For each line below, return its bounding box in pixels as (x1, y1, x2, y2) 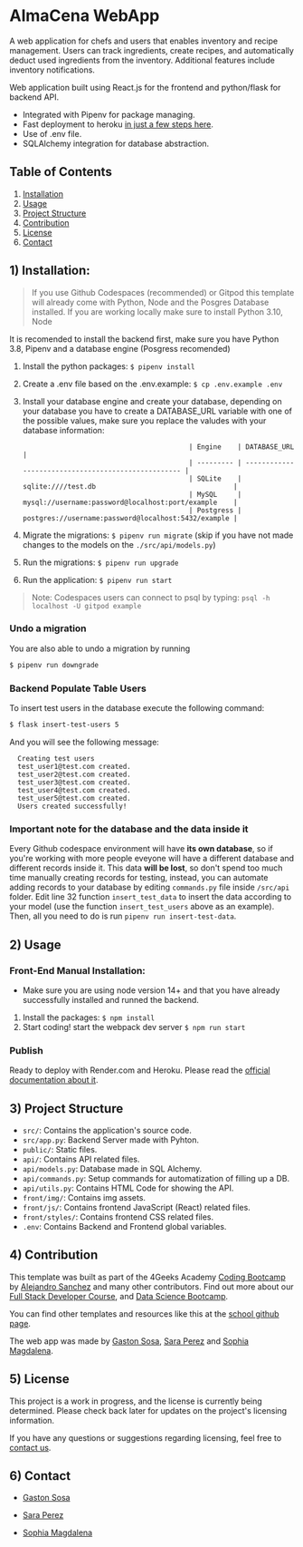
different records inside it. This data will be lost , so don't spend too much (9, 862, 283, 873)
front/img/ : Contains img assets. (22, 1192, 147, 1202)
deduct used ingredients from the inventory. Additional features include (9, 54, 276, 65)
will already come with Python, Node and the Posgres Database (31, 297, 270, 307)
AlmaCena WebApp (9, 5, 160, 26)
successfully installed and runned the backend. (22, 994, 199, 1005)
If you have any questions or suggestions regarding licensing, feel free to (9, 1432, 282, 1443)
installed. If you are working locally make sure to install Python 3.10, (31, 306, 283, 317)
